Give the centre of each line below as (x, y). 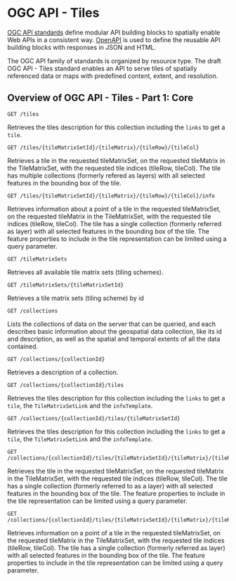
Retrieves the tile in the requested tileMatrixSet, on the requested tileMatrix (116, 471)
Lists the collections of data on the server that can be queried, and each (112, 324)
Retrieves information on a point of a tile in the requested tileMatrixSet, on (114, 533)
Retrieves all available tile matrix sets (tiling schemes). (85, 272)
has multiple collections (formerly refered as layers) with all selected (106, 175)
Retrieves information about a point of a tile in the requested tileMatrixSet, (114, 209)
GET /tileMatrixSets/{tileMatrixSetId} (66, 285)
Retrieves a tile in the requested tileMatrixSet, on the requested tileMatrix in (116, 160)
